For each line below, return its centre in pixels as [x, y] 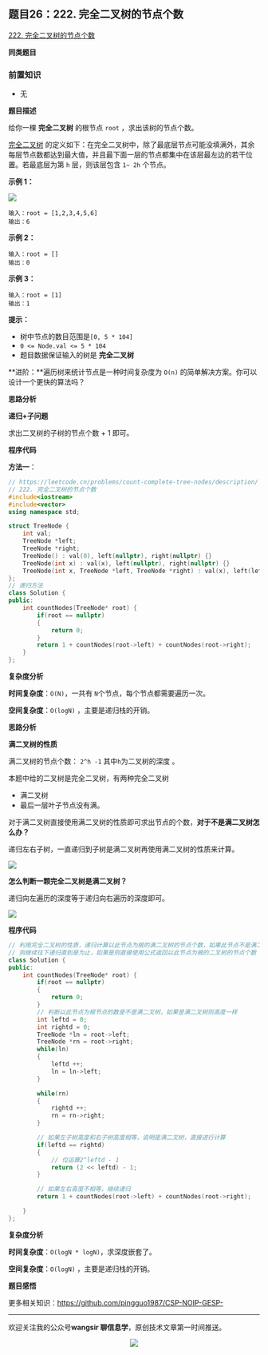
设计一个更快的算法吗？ [47, 382]
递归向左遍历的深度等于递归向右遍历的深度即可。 [89, 899]
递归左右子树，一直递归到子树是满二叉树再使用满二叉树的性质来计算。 [124, 849]
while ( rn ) [53, 1094]
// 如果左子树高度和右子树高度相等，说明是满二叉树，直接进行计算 [131, 1138]
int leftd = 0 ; [62, 1019]
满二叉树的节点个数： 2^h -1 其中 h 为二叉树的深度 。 [94, 761]
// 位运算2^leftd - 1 [85, 1160]
